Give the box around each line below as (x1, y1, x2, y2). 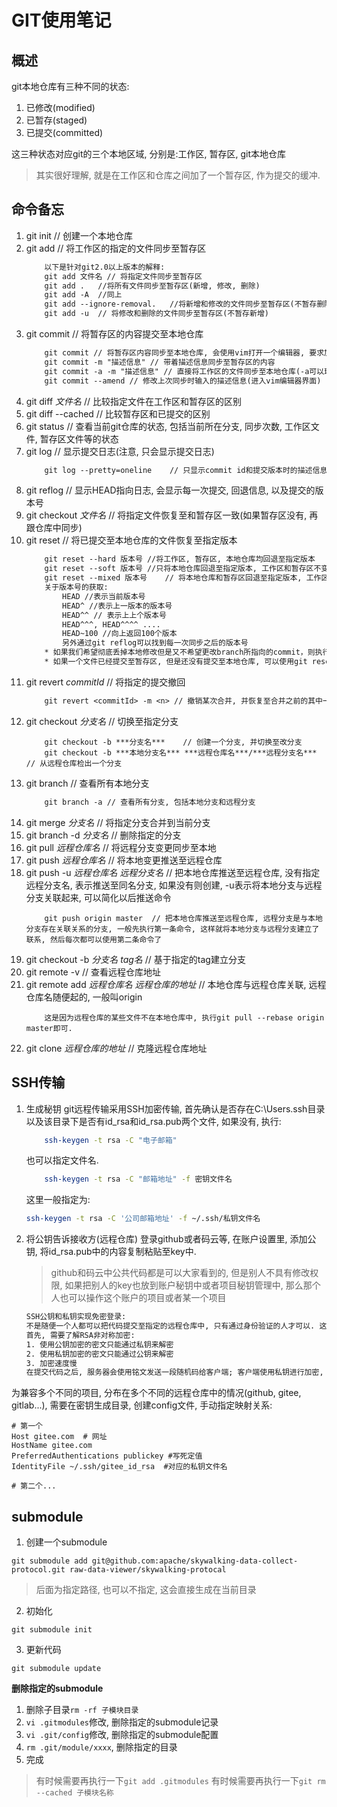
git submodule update (11, 1664, 102, 1674)
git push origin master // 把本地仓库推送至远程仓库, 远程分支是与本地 (44, 913, 323, 923)
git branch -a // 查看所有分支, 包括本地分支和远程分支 (44, 797, 256, 807)
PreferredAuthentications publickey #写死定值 (11, 1451, 203, 1461)
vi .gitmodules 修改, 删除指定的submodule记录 (25, 1716, 219, 1728)
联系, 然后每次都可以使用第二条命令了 (25, 934, 163, 945)
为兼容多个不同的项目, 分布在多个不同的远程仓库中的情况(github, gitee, (11, 1387, 302, 1399)
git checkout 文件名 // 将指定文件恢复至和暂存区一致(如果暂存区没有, (25, 509, 308, 521)
